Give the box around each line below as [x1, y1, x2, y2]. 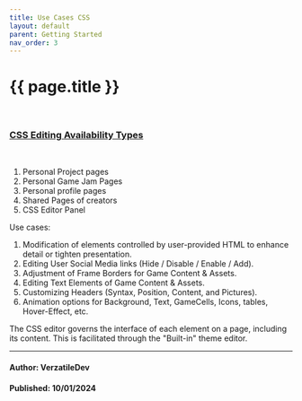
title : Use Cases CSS [9, 13, 91, 22]
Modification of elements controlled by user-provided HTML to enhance [22, 240, 289, 250]
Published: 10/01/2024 [9, 382, 97, 393]
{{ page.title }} [9, 77, 120, 97]
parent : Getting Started [9, 30, 102, 39]
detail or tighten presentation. [22, 248, 132, 260]
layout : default [9, 22, 70, 31]
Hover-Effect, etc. [22, 306, 89, 317]
